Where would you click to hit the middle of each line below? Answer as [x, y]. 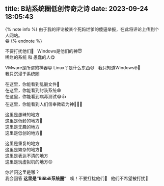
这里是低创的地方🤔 [24, 133]
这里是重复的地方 [22, 143]
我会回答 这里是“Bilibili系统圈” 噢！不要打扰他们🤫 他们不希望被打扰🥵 [77, 178]
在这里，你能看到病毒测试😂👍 [36, 96]
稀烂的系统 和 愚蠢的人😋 [30, 57]
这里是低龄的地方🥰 [24, 120]
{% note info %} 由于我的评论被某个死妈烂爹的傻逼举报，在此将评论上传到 [80, 29]
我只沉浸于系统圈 [22, 74]
